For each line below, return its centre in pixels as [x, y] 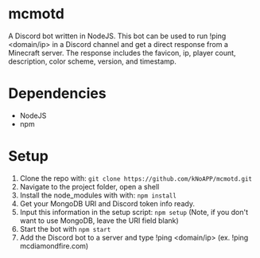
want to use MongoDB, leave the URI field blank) [99, 221]
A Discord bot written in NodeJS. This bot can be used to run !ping [117, 36]
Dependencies [57, 94]
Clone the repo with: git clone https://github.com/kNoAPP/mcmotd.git [136, 178]
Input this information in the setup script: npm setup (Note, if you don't [134, 212]
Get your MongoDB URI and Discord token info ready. [107, 203]
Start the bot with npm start [65, 229]
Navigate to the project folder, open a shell [89, 186]
